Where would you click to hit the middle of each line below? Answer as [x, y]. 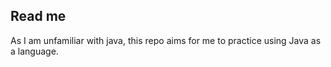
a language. [34, 51]
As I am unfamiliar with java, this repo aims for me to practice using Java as [166, 40]
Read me [38, 16]
